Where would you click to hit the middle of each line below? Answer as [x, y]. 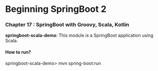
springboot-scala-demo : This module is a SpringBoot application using [80, 35]
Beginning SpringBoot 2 [56, 9]
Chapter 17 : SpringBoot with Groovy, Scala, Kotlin [67, 25]
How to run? [18, 52]
